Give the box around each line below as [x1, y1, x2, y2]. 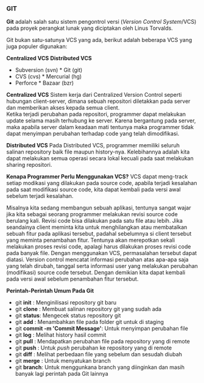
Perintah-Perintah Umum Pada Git [6, 287, 94, 295]
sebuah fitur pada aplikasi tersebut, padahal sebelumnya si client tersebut [6, 230, 192, 237]
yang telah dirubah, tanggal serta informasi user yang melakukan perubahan [6, 262, 198, 270]
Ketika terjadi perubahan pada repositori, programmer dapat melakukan [6, 111, 186, 118]
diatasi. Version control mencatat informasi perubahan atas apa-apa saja [6, 256, 189, 263]
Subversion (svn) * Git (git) [15, 66, 83, 74]
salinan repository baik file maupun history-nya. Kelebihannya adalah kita [6, 148, 190, 156]
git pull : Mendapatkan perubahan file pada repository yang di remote [15, 338, 190, 345]
